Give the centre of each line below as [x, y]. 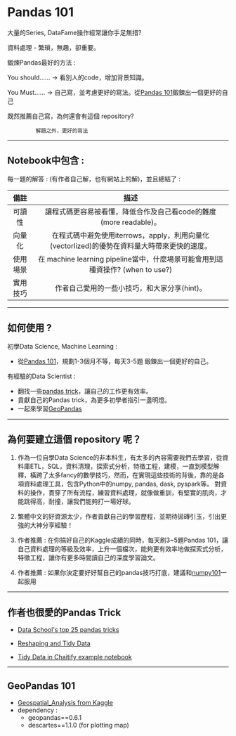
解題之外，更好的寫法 [62, 131]
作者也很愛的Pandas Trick [64, 612]
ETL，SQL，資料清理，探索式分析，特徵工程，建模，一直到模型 [122, 466]
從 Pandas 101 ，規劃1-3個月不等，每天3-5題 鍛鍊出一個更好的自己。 [115, 361]
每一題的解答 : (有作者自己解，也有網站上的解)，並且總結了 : [94, 179]
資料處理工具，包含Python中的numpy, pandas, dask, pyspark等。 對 [122, 484]
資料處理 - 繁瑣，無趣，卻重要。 [54, 47]
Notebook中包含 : [46, 161]
